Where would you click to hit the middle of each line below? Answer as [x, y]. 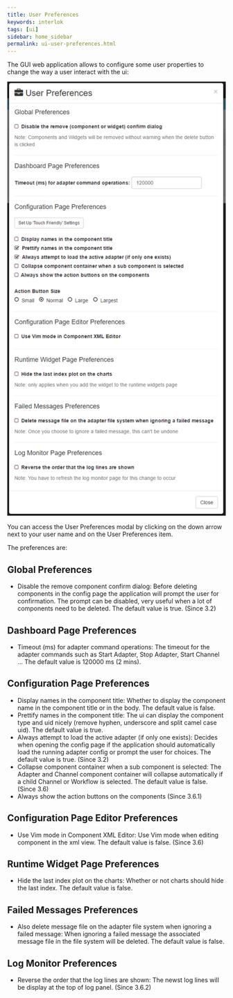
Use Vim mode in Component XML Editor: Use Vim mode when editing [118, 835]
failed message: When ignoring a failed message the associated [109, 934]
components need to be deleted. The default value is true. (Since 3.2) [116, 608]
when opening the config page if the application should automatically [116, 745]
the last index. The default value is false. [75, 888]
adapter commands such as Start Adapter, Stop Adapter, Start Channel [118, 654]
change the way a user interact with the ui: [68, 72]
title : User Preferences [43, 15]
